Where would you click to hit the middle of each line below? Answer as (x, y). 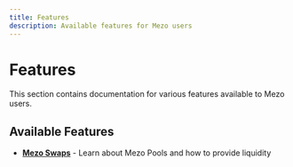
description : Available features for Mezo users (101, 26)
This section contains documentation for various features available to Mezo (147, 94)
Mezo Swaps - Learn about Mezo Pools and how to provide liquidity (146, 153)
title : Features (39, 17)
